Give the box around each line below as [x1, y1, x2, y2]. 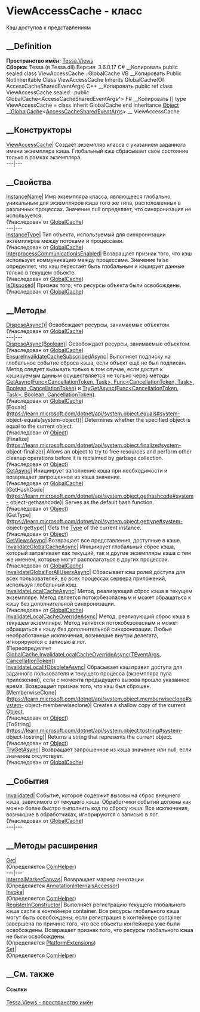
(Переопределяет [6, 644, 52, 652]
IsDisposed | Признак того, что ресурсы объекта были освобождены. [6, 282, 181, 289]
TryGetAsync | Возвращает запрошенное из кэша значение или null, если [6, 746, 192, 753]
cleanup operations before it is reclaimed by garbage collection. [6, 455, 164, 462]
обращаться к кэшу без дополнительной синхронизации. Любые [6, 625, 172, 633]
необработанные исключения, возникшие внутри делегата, [6, 632, 159, 639]
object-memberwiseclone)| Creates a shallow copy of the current [24, 702, 186, 709]
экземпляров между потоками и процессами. [6, 237, 124, 245]
